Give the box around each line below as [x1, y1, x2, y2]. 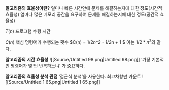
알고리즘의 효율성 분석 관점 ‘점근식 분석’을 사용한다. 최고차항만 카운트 [5, 73, 141, 79]
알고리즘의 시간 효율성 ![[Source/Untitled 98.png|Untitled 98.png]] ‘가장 [5, 56, 151, 62]
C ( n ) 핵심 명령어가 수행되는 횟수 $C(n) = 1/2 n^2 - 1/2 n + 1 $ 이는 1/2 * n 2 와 [5, 38, 156, 45]
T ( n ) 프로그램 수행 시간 [5, 28, 51, 34]
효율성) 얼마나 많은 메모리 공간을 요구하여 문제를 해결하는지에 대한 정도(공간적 [5, 11, 159, 17]
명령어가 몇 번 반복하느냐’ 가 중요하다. [10, 63, 85, 69]
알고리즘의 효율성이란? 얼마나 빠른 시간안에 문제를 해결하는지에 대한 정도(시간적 [5, 5, 162, 11]
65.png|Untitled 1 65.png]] [45, 79, 100, 85]
